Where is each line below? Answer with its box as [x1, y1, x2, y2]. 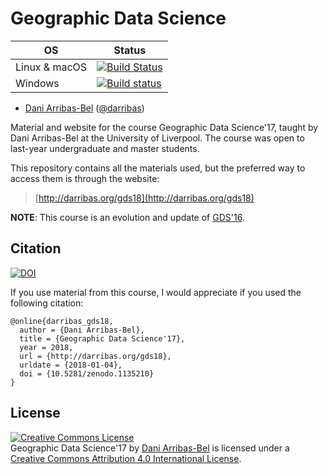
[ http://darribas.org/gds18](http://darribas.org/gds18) [34, 192, 255, 204]
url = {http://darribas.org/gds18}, [19, 351, 172, 361]
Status [113, 43, 147, 57]
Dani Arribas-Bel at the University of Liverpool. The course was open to [10, 132, 305, 144]
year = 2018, [19, 342, 74, 352]
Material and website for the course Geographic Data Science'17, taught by [10, 121, 319, 133]
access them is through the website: [10, 172, 160, 184]
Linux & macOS [15, 60, 88, 74]
